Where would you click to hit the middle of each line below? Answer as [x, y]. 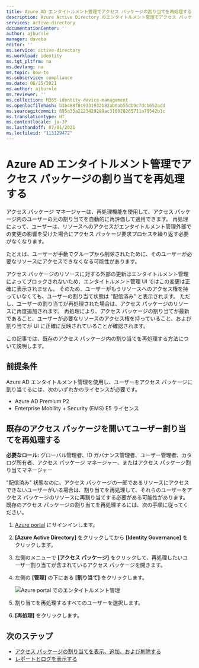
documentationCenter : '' [37, 28]
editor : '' [20, 45]
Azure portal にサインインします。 [56, 525]
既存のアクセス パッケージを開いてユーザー [84, 429]
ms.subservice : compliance [39, 78]
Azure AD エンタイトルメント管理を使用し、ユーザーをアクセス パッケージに [99, 382]
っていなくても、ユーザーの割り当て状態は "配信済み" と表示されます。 [92, 296]
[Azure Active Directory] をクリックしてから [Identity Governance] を [101, 537]
